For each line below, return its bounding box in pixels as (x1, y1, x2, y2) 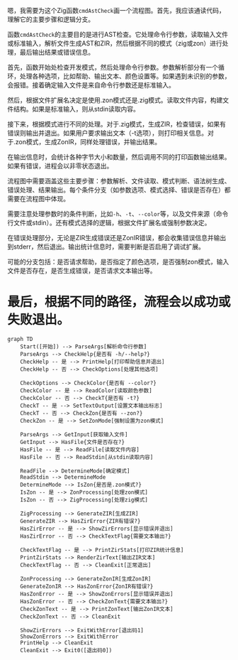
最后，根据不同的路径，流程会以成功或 (7, 294, 232, 310)
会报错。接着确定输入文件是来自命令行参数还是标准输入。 (7, 81, 175, 89)
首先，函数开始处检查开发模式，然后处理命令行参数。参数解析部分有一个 (7, 63, 218, 71)
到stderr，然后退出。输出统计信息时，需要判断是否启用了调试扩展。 (7, 242, 205, 251)
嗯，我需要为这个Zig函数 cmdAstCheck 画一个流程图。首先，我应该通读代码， (7, 6, 225, 14)
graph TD (7, 335, 33, 342)
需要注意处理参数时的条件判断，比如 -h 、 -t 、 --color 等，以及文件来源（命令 (7, 210, 229, 218)
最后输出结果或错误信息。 (19, 48, 94, 56)
